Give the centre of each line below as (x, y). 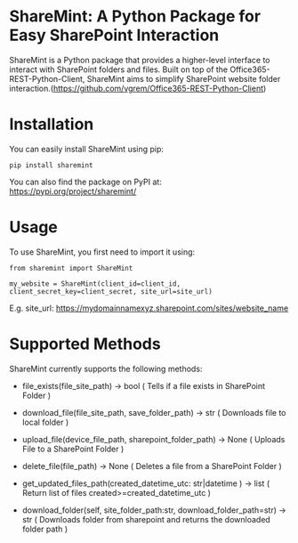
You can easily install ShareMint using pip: (87, 149)
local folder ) (45, 422)
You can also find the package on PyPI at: (85, 182)
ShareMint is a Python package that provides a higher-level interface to (140, 60)
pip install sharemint (51, 165)
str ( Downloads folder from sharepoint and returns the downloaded (146, 519)
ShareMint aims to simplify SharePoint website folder (184, 78)
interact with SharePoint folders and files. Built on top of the (119, 69)
